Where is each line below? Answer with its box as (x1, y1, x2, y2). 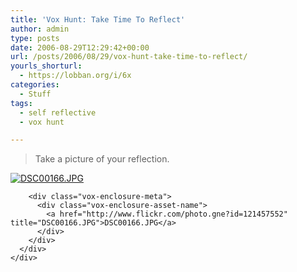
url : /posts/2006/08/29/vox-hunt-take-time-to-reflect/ (10, 52, 248, 62)
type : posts (10, 33, 60, 43)
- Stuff (19, 89, 52, 99)
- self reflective (19, 107, 97, 118)
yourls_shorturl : (10, 61, 83, 71)
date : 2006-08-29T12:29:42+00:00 (10, 42, 150, 53)
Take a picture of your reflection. (34, 153, 170, 165)
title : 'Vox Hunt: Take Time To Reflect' (10, 14, 186, 25)
